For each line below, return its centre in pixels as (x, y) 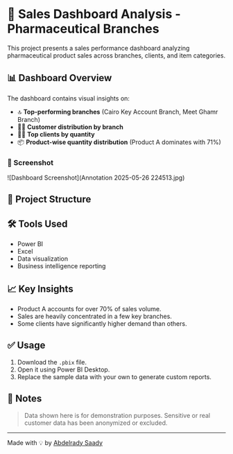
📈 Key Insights (41, 289)
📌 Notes (25, 399)
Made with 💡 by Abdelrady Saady (55, 442)
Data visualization (43, 259)
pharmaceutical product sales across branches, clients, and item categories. (116, 55)
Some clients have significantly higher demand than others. (102, 324)
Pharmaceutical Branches (83, 29)
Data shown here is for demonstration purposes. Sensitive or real (117, 415)
